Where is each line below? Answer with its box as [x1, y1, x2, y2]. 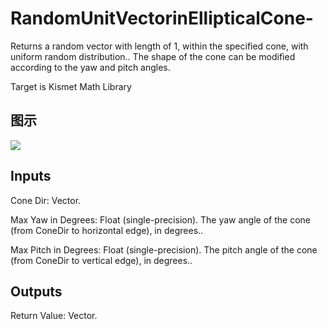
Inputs [10, 168, 52, 185]
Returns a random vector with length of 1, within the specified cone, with [10, 40, 309, 52]
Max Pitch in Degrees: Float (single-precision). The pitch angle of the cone [10, 243, 318, 256]
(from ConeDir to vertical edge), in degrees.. [10, 254, 193, 266]
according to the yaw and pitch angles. [10, 61, 171, 73]
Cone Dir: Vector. [10, 194, 82, 206]
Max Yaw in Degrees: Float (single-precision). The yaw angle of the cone [10, 213, 311, 226]
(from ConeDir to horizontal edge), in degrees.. [10, 224, 204, 236]
